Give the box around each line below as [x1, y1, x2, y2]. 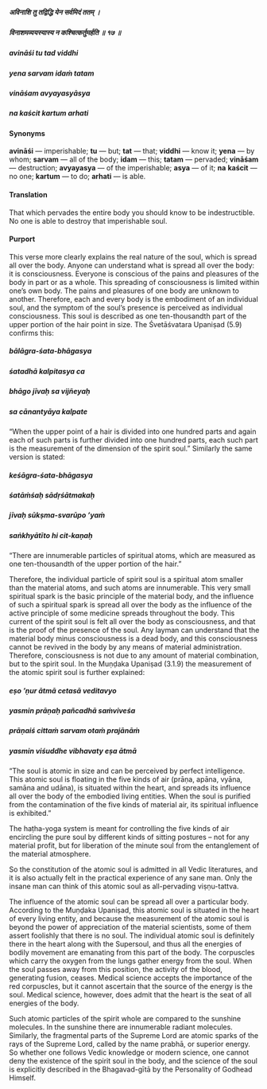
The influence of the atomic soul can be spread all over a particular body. [9, 897, 250, 907]
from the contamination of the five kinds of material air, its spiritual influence [9, 800, 259, 810]
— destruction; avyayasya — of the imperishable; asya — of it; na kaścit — [9, 163, 257, 173]
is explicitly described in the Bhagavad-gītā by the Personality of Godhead [9, 1064, 253, 1075]
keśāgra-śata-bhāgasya [9, 470, 94, 480]
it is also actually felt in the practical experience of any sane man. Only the [9, 873, 253, 883]
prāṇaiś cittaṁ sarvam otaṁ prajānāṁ [9, 726, 140, 736]
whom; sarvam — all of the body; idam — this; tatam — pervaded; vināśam [9, 154, 259, 164]
